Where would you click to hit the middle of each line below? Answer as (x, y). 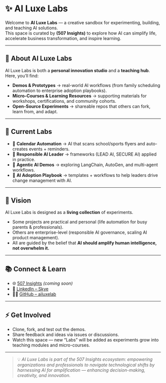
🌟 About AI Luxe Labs (39, 59)
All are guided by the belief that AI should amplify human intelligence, (84, 243)
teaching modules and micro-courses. (51, 345)
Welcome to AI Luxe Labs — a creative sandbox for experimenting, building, (83, 22)
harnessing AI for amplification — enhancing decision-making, (81, 370)
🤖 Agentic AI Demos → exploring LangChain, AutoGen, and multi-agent (85, 165)
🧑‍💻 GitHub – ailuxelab (34, 294)
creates (20, 149)
